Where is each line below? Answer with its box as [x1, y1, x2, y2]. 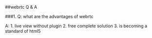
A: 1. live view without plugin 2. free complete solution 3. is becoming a [5, 23, 148, 29]
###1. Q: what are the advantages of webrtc [5, 14, 94, 19]
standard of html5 [5, 28, 41, 34]
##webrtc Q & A [5, 4, 38, 10]
